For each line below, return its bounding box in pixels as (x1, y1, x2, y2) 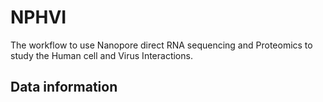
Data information (10, 79, 118, 96)
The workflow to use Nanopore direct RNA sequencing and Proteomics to (10, 39, 313, 51)
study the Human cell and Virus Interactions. (10, 49, 193, 61)
